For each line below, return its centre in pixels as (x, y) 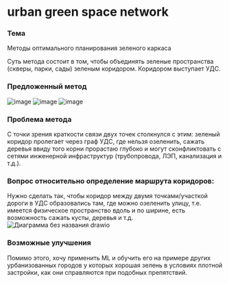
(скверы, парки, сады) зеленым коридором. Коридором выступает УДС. (114, 69)
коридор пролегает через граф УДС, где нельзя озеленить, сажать (106, 142)
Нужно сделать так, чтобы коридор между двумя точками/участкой (107, 196)
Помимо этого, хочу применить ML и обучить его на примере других (109, 258)
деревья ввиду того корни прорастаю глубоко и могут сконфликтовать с (114, 149)
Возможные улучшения (49, 243)
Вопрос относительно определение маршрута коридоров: (111, 181)
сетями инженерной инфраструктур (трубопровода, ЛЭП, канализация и (114, 156)
